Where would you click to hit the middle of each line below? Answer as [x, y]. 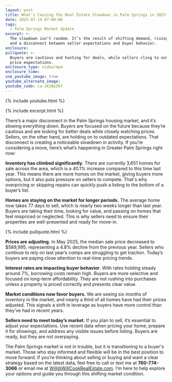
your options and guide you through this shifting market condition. [75, 373]
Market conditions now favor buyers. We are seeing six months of [76, 294]
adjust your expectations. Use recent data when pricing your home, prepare [85, 326]
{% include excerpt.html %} [35, 110]
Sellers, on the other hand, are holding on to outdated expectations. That [82, 137]
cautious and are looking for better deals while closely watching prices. [81, 131]
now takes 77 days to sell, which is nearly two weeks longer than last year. [84, 206]
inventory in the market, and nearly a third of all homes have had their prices [86, 299]
